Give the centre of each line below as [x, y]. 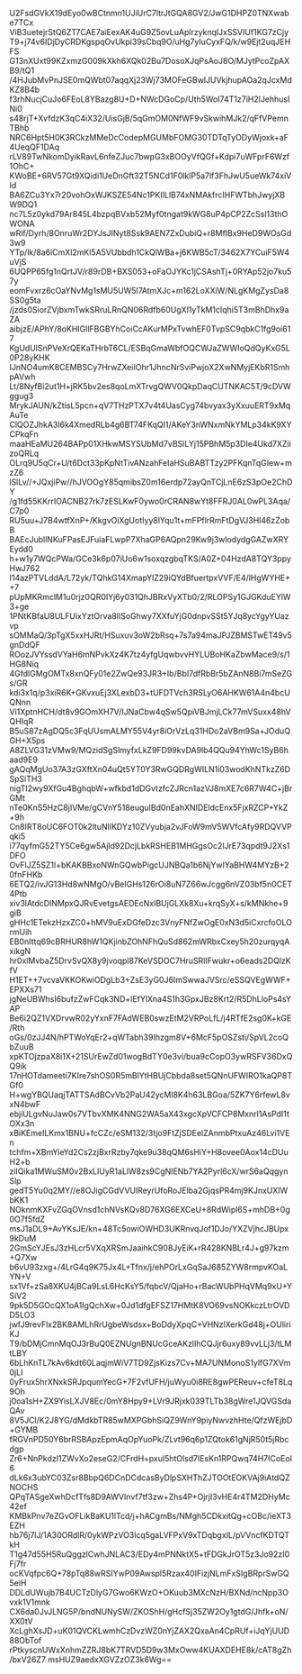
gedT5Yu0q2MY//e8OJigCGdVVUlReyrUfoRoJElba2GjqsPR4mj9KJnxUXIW [149, 1190]
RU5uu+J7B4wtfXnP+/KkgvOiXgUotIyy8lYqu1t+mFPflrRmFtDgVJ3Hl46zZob [150, 520]
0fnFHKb [26, 874]
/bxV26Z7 [28, 1660]
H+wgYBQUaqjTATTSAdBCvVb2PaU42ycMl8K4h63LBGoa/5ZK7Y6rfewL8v [150, 1095]
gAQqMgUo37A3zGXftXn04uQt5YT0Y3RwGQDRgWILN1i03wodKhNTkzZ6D [150, 769]
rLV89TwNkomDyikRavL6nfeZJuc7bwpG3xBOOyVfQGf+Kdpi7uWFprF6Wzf [150, 156]
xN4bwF [25, 1104]
